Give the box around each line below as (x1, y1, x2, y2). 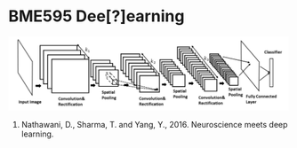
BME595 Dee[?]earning (8, 6, 185, 27)
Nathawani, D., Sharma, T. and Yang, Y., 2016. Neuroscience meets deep (20, 120, 288, 130)
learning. (20, 129, 54, 139)
